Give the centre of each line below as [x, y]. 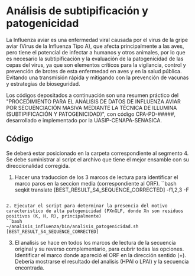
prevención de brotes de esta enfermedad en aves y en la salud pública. [94, 71]
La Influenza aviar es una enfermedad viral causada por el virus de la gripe [97, 40]
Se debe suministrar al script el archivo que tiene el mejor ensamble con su [97, 159]
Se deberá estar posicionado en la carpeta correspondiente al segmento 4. [97, 153]
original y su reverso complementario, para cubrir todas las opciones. [99, 249]
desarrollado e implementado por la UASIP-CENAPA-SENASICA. [84, 120]
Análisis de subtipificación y [77, 11]
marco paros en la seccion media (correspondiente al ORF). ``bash [96, 183]
